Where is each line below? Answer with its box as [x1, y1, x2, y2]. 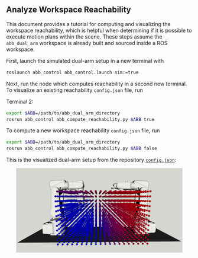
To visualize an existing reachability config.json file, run [6, 86, 143, 94]
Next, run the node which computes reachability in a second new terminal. [6, 80, 187, 87]
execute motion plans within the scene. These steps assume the [6, 33, 163, 40]
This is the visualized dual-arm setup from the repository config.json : [6, 157, 177, 164]
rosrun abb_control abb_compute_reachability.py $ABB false [6, 145, 158, 152]
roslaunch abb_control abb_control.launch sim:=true [6, 69, 139, 75]
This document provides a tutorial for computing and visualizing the [6, 20, 171, 27]
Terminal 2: [6, 98, 34, 105]
